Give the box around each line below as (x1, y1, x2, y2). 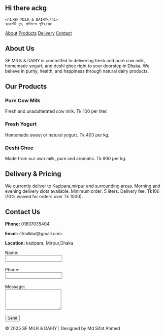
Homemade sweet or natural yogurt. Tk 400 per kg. (5, 132, 110, 138)
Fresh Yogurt (5, 121, 37, 127)
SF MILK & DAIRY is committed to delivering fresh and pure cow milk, (5, 57, 145, 63)
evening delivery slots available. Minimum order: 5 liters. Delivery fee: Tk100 (5, 188, 160, 194)
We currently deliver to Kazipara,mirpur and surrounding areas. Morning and (5, 183, 161, 189)
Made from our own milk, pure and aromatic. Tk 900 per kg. (5, 155, 127, 161)
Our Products (5, 83, 47, 91)
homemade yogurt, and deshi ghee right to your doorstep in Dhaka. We (5, 63, 150, 69)
